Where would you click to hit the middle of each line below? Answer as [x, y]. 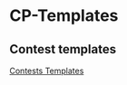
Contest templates [63, 49]
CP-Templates [64, 16]
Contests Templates [47, 71]
